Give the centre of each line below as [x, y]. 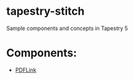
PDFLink [26, 70]
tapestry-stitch [46, 11]
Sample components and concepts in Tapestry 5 [67, 28]
